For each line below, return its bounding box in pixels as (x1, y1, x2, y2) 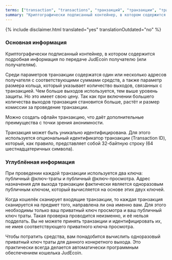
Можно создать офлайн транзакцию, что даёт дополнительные (5, 114, 144, 120)
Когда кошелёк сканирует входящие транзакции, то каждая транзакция (5, 197, 163, 203)
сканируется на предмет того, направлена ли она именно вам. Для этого (5, 202, 166, 208)
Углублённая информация (5, 158, 75, 165)
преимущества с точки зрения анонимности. (5, 119, 104, 125)
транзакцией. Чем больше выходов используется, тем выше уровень (5, 88, 158, 94)
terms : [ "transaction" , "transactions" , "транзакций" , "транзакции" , (5, 7, 157, 13)
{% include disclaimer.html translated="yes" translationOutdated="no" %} (5, 26, 161, 32)
